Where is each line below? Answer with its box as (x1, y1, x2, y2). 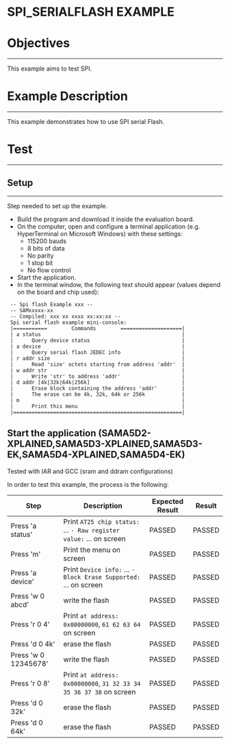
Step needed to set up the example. (7, 201, 108, 210)
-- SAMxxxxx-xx (10, 307, 53, 314)
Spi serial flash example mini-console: (10, 319, 127, 326)
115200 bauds (27, 237, 67, 245)
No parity (27, 251, 54, 260)
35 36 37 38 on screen (63, 687, 136, 696)
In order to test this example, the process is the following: (7, 480, 169, 488)
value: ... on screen (63, 533, 126, 543)
